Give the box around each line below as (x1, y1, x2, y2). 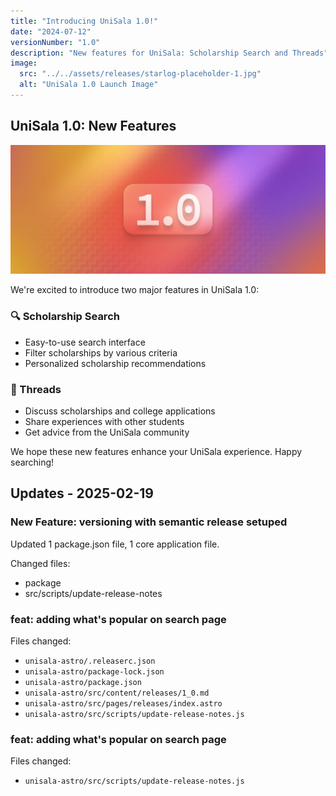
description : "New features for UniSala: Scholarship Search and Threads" (10, 48, 329, 58)
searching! (10, 456, 55, 468)
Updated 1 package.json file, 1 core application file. (10, 538, 220, 550)
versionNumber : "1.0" (10, 37, 101, 47)
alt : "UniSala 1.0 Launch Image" (19, 80, 159, 90)
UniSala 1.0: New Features (10, 118, 177, 135)
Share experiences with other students (24, 416, 185, 427)
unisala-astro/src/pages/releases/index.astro (24, 698, 223, 709)
